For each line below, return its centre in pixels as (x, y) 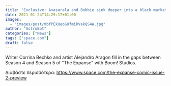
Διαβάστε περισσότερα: (30, 72)
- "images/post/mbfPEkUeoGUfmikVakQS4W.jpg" (58, 24)
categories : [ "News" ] (28, 33)
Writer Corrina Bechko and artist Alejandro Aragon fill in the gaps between (83, 57)
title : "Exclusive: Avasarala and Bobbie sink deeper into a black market (86, 10)
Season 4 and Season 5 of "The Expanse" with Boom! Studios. (71, 62)
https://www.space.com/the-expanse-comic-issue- (110, 72)
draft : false (19, 43)
